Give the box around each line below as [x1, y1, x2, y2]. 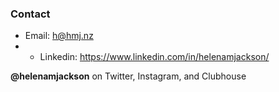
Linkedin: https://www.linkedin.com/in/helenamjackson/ [39, 51, 270, 63]
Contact [10, 7, 51, 21]
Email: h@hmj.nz [24, 30, 94, 42]
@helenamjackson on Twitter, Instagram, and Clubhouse [10, 70, 247, 82]
